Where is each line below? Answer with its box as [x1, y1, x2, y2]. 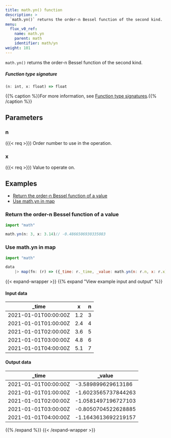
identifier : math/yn [14, 41, 58, 46]
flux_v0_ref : [10, 27, 38, 32]
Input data [5, 290, 27, 296]
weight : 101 [5, 45, 31, 50]
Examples [5, 179, 37, 188]
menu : [5, 21, 17, 27]
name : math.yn [14, 31, 44, 36]
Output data [5, 359, 32, 365]
